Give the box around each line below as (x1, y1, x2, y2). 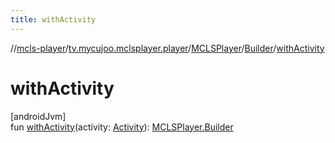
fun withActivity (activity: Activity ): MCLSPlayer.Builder (10, 121, 234, 133)
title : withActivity (10, 14, 97, 25)
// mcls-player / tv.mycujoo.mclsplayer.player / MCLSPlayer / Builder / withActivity (10, 42, 325, 54)
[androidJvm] (10, 110, 67, 122)
